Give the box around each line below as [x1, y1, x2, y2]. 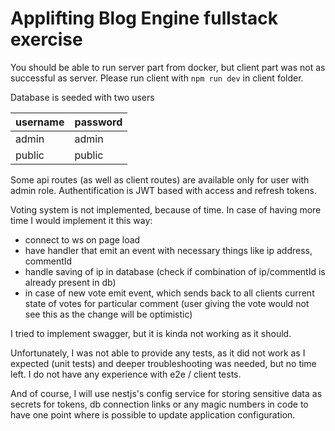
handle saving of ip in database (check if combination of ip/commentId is [24, 265, 326, 277]
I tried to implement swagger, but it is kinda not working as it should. [10, 327, 292, 339]
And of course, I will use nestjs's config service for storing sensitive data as [10, 387, 323, 399]
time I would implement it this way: [10, 214, 153, 226]
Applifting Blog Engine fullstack [10, 7, 278, 30]
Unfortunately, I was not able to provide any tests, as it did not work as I [10, 347, 306, 359]
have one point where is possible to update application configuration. [10, 408, 296, 421]
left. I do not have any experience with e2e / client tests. [10, 368, 242, 380]
